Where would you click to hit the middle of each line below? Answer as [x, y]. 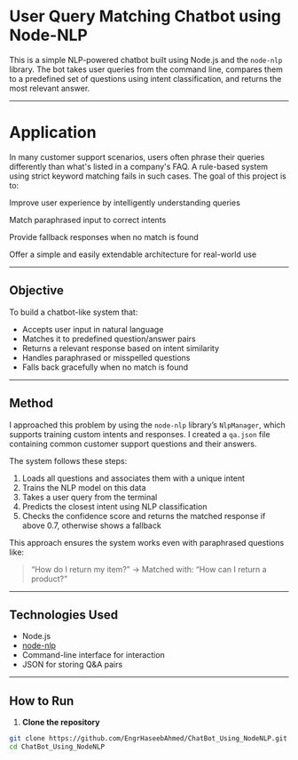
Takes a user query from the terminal [90, 497]
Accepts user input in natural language [93, 329]
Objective [37, 291]
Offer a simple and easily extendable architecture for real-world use [133, 254]
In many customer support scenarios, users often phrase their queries [137, 156]
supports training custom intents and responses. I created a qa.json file [140, 434]
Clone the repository [61, 723]
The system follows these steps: [68, 460]
